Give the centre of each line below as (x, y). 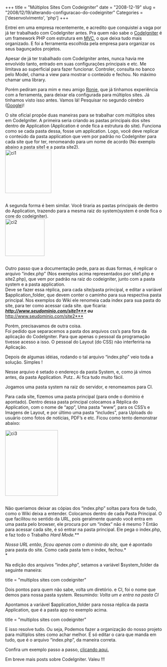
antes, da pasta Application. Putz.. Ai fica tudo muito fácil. (65, 377)
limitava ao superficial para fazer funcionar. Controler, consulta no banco (80, 69)
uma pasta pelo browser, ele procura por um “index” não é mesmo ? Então (82, 524)
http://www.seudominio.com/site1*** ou (49, 311)
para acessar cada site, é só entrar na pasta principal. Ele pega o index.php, (83, 529)
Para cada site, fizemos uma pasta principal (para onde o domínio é (75, 397)
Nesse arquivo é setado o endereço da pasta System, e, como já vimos (78, 372)
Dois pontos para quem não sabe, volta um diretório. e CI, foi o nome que (81, 589)
